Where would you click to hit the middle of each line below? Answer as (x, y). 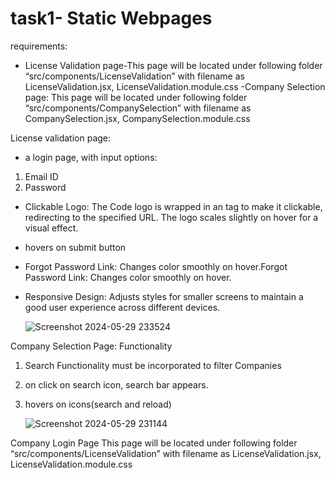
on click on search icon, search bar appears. (116, 384)
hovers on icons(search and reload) (98, 404)
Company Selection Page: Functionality (91, 346)
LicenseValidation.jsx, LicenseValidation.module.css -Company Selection (175, 86)
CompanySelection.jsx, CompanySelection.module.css (137, 118)
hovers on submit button (75, 247)
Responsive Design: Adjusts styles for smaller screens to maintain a (164, 296)
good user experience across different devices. (122, 307)
